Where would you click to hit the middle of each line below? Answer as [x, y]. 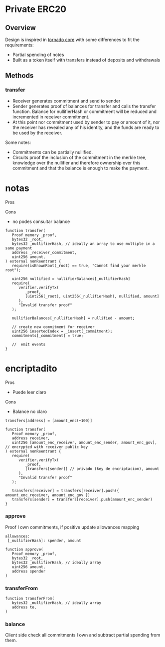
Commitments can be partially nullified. [53, 152]
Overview [21, 28]
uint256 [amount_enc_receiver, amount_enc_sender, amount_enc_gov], [84, 442]
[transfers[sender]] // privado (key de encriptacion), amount [92, 468]
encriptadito [31, 368]
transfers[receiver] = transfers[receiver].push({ [66, 490]
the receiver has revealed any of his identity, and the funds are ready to [86, 127]
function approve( [24, 549]
